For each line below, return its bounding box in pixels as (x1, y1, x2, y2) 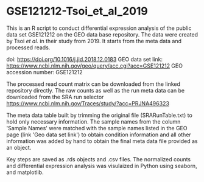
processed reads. (6, 44, 51, 51)
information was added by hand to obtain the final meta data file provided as (6, 137, 198, 144)
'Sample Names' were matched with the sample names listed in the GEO (6, 124, 188, 131)
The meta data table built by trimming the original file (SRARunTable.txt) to (6, 111, 193, 119)
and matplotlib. (6, 169, 44, 176)
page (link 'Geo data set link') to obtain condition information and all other (6, 131, 192, 138)
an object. (6, 144, 32, 151)
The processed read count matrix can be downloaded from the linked (6, 80, 181, 88)
